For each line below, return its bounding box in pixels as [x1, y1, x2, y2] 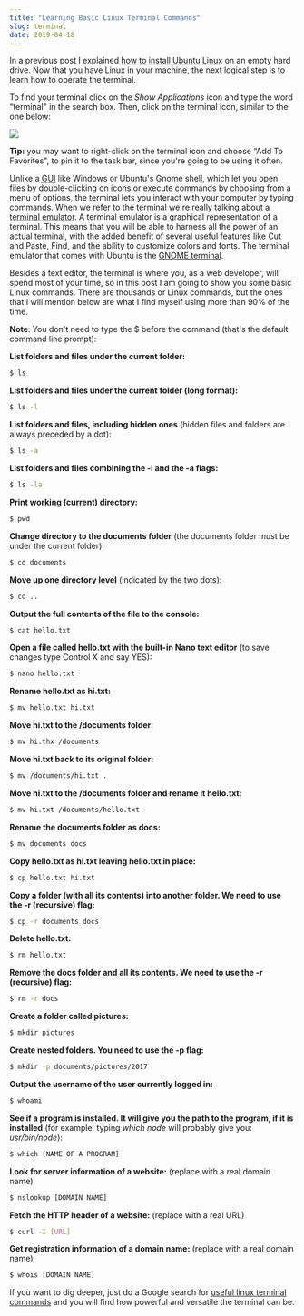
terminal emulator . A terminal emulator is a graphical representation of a [9, 211, 279, 222]
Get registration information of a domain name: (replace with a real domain [9, 1243, 294, 1254]
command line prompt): [9, 333, 97, 345]
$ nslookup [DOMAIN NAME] [9, 1193, 107, 1203]
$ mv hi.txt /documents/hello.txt [9, 805, 141, 814]
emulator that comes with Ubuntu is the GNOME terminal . [9, 250, 224, 261]
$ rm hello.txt [9, 950, 67, 960]
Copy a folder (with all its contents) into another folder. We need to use [9, 889, 281, 900]
